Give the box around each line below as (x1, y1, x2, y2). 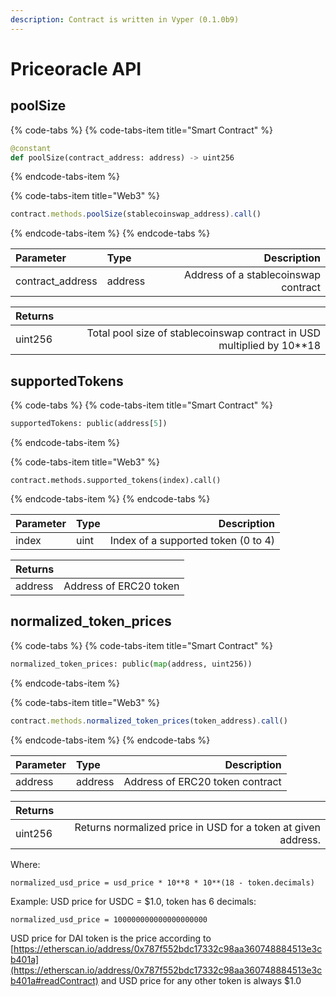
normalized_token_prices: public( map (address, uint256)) (10, 659, 253, 669)
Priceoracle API (10, 57, 142, 80)
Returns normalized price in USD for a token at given (74, 820, 321, 834)
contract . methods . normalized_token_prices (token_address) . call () (10, 716, 288, 726)
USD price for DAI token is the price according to (10, 932, 212, 944)
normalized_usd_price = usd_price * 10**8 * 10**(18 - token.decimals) (10, 877, 315, 888)
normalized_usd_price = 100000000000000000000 (10, 914, 208, 925)
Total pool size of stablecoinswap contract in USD (86, 326, 321, 340)
